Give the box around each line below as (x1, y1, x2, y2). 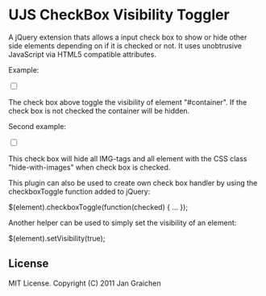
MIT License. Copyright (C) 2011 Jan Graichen (8, 278, 161, 288)
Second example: (8, 121, 67, 131)
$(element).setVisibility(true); (8, 233, 106, 243)
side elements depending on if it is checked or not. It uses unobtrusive (8, 40, 242, 50)
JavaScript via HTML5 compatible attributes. (8, 49, 157, 59)
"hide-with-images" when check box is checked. (8, 162, 171, 172)
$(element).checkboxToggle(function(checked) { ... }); (8, 202, 188, 211)
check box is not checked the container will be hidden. (8, 106, 190, 115)
